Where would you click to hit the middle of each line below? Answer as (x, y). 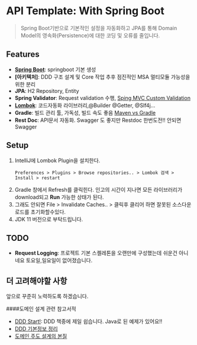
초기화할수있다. (48, 212)
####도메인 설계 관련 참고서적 (41, 309)
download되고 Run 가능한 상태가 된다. (59, 197)
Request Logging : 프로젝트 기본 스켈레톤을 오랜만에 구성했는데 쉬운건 (96, 253)
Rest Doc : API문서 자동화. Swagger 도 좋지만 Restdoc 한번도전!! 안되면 (98, 120)
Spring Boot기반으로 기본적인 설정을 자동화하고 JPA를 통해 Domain (99, 28)
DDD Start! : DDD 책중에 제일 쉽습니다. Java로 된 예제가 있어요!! (88, 321)
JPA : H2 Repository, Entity (47, 91)
